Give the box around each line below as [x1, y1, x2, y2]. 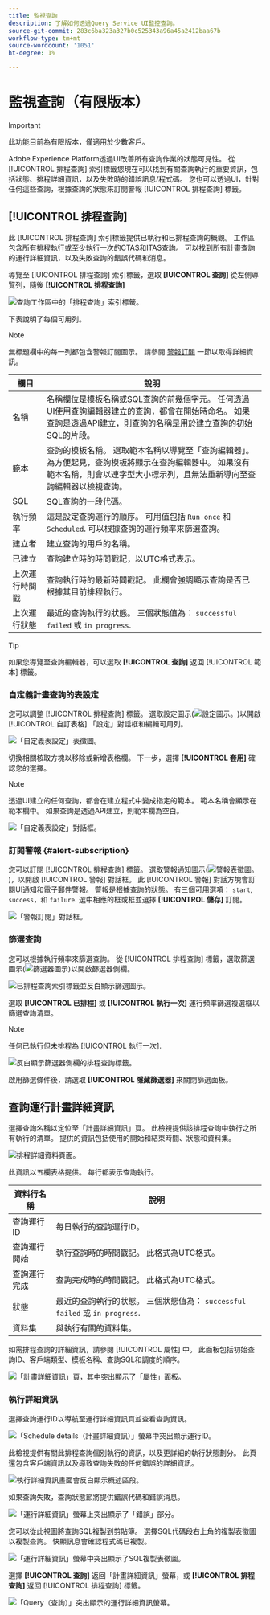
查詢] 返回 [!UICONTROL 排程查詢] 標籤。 [8, 1580, 145, 1590]
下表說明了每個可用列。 [8, 314, 86, 324]
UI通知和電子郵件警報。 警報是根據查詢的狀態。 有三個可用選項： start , [14, 885, 253, 894]
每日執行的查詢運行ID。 [55, 1221, 145, 1233]
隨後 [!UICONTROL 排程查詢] [29, 280, 125, 289]
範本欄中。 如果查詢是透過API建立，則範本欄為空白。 [8, 806, 184, 816]
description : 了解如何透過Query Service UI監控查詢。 [8, 19, 179, 27]
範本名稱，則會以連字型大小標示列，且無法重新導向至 [47, 468, 248, 480]
